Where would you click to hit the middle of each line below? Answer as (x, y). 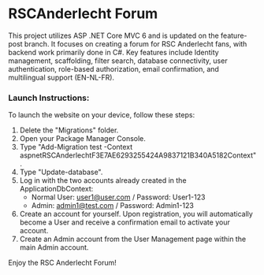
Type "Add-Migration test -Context (76, 147)
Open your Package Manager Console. (82, 139)
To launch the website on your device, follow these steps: (102, 115)
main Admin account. (54, 247)
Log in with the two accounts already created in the (103, 180)
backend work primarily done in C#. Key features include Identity (113, 52)
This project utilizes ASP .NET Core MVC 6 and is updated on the (113, 35)
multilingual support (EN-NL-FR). (61, 77)
